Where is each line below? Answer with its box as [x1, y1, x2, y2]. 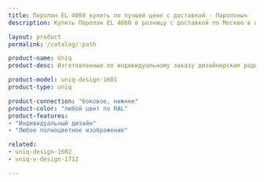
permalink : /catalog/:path [8, 40, 97, 48]
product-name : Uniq [8, 54, 72, 63]
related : [8, 140, 37, 149]
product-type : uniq [8, 83, 72, 91]
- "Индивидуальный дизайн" [8, 119, 97, 127]
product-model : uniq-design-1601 [8, 76, 118, 84]
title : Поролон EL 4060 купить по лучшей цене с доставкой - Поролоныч [8, 11, 247, 20]
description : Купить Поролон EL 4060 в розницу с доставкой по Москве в [8, 19, 251, 27]
